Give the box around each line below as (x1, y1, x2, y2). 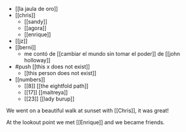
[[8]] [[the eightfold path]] (24, 82, 89, 90)
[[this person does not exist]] (24, 70, 97, 76)
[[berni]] (14, 44, 36, 51)
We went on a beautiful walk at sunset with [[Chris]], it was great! (6, 107, 169, 114)
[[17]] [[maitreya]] (24, 89, 68, 96)
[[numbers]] (14, 76, 45, 83)
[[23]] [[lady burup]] (24, 95, 75, 102)
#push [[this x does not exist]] (14, 63, 91, 70)
